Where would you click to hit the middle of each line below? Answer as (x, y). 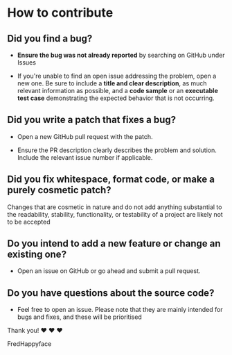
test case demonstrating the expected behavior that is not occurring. (116, 98)
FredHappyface (29, 344)
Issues (27, 63)
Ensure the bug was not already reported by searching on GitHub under (121, 55)
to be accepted (29, 222)
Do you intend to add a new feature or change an (114, 243)
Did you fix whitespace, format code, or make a (111, 180)
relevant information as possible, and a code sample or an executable (117, 91)
